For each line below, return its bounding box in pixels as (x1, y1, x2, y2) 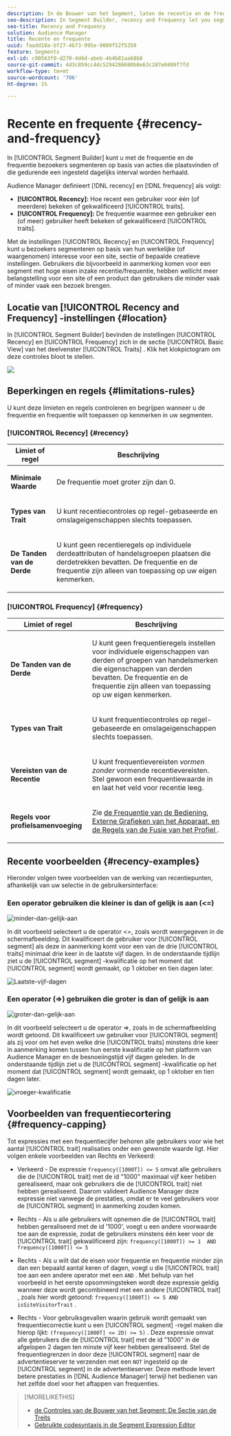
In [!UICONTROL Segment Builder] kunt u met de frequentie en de (7, 154, 194, 162)
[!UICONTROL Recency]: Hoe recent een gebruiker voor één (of (16, 195, 199, 203)
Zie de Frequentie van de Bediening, (91, 808, 209, 818)
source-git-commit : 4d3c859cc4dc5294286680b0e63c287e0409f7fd (7, 61, 189, 68)
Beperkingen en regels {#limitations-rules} (7, 385, 196, 397)
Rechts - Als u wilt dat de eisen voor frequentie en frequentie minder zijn (16, 1256, 223, 1265)
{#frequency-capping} (7, 1118, 107, 1130)
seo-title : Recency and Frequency (7, 23, 107, 30)
